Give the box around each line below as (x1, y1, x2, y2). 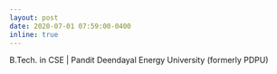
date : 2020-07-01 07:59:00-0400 (9, 22, 131, 31)
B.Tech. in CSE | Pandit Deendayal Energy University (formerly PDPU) (9, 55, 269, 66)
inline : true (9, 30, 59, 39)
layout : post (9, 13, 59, 23)
